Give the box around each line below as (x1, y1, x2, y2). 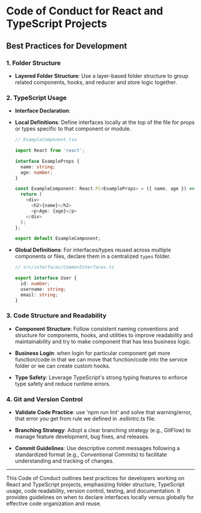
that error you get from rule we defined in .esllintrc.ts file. (14, 415, 156, 423)
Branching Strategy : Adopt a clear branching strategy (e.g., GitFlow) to (14, 427, 191, 434)
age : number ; (20, 169, 53, 175)
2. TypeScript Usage (6, 93, 67, 102)
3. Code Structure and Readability (6, 311, 106, 320)
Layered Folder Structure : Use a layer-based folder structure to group (14, 72, 188, 79)
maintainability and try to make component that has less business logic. (14, 338, 191, 345)
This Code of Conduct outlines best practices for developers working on (6, 475, 185, 482)
